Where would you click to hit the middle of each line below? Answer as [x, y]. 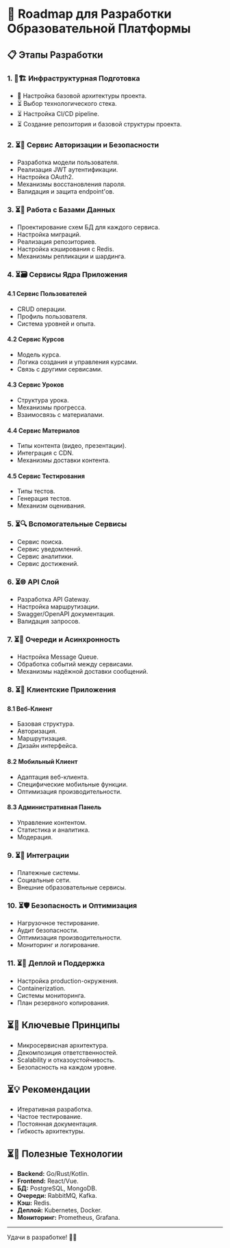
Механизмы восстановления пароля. [71, 184]
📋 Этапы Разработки [55, 55]
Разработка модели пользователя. [68, 162]
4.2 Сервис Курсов [36, 339]
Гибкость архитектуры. [51, 1131]
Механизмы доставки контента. [64, 460]
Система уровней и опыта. [56, 324]
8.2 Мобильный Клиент [42, 762]
